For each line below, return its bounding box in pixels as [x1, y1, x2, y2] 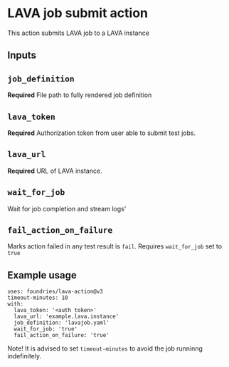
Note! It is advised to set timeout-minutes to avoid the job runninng [7, 344, 203, 353]
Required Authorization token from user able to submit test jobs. [7, 129, 196, 137]
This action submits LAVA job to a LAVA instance [7, 29, 149, 37]
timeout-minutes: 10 [7, 294, 69, 301]
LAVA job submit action [7, 5, 148, 21]
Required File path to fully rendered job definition [7, 91, 152, 99]
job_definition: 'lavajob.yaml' [14, 319, 110, 326]
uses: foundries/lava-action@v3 [7, 288, 103, 296]
